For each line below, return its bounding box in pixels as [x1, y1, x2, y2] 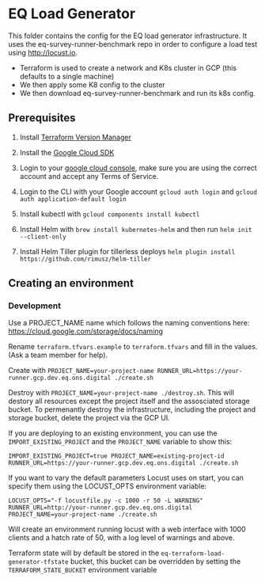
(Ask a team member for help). [8, 350, 108, 360]
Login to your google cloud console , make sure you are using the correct [19, 163, 257, 173]
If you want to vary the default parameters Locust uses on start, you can [8, 473, 244, 483]
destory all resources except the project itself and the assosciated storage [8, 397, 251, 406]
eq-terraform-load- [161, 550, 225, 558]
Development [8, 300, 62, 311]
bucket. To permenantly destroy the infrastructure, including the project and [8, 405, 256, 414]
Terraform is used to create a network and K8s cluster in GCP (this [19, 63, 237, 72]
